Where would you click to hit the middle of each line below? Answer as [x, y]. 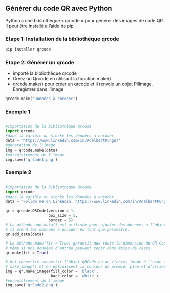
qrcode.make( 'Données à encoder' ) [42, 99]
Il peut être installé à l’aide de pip [40, 26]
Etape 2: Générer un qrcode [40, 62]
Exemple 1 [18, 112]
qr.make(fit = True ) [27, 253]
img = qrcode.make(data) [31, 150]
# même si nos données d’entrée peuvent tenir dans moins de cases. [79, 248]
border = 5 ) [61, 220]
